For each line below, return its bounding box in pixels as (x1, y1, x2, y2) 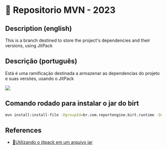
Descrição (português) (5, 57, 78, 66)
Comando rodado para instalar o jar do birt (5, 99, 139, 108)
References (5, 126, 42, 135)
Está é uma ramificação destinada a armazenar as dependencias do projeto (5, 70, 160, 76)
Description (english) (5, 24, 72, 33)
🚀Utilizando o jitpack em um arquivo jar (12, 139, 93, 146)
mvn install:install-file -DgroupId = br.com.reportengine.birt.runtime (5, 112, 155, 117)
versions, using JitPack (5, 43, 53, 49)
